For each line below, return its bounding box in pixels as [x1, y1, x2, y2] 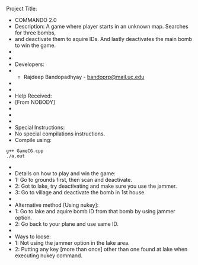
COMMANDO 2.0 [14, 17, 58, 23]
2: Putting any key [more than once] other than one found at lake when [14, 246, 188, 253]
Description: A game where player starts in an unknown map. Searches [14, 23, 189, 30]
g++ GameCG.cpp [6, 148, 44, 154]
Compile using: [14, 137, 52, 143]
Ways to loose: [14, 233, 52, 240]
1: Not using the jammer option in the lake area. [14, 239, 130, 246]
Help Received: [14, 92, 52, 99]
